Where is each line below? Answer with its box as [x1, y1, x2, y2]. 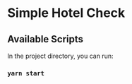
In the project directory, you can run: [7, 52, 114, 60]
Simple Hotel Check [7, 5, 126, 21]
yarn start [7, 69, 44, 77]
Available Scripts [7, 33, 83, 45]
